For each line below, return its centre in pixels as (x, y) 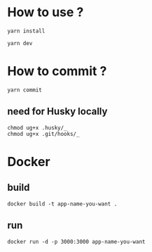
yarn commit (25, 90)
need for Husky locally (57, 112)
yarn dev (20, 43)
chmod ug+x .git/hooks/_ (43, 134)
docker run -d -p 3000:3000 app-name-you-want (76, 241)
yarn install (26, 31)
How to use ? (46, 12)
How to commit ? (57, 71)
